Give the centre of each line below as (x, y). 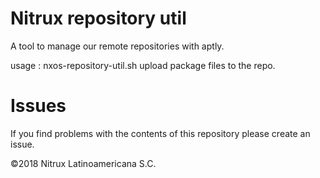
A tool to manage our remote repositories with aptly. (117, 46)
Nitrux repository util (98, 18)
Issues (38, 106)
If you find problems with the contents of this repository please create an (160, 133)
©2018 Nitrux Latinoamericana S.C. (83, 163)
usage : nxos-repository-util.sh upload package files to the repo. (143, 65)
